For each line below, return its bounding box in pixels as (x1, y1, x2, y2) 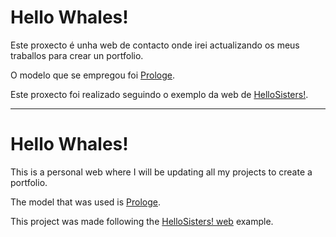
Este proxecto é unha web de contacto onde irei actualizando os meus (10, 39, 300, 51)
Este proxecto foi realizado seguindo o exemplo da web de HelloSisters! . (10, 88, 309, 100)
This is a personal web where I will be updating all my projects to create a (10, 166, 313, 178)
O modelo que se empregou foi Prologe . (10, 69, 176, 81)
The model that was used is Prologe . (10, 196, 162, 208)
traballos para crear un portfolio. (10, 49, 144, 61)
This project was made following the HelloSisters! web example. (10, 215, 274, 227)
